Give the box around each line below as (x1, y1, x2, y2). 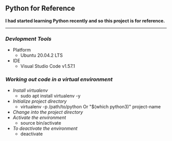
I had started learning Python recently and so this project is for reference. (5, 17, 165, 24)
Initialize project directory (12, 98, 67, 104)
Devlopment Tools (5, 35, 52, 42)
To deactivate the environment (12, 125, 78, 132)
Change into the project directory (12, 109, 83, 115)
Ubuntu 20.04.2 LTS (20, 52, 63, 58)
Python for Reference (5, 4, 75, 13)
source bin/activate (20, 120, 61, 126)
